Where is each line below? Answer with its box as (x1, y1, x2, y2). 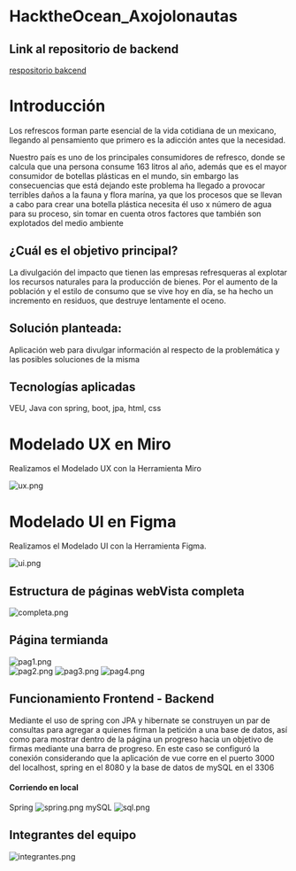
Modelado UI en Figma (9, 511, 177, 532)
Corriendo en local (9, 782, 80, 793)
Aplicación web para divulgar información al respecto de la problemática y (9, 344, 280, 355)
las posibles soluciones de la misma (9, 354, 140, 364)
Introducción (9, 96, 106, 116)
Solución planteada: (9, 321, 122, 336)
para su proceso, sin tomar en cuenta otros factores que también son (9, 208, 262, 219)
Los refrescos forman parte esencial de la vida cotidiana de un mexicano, (9, 125, 277, 136)
